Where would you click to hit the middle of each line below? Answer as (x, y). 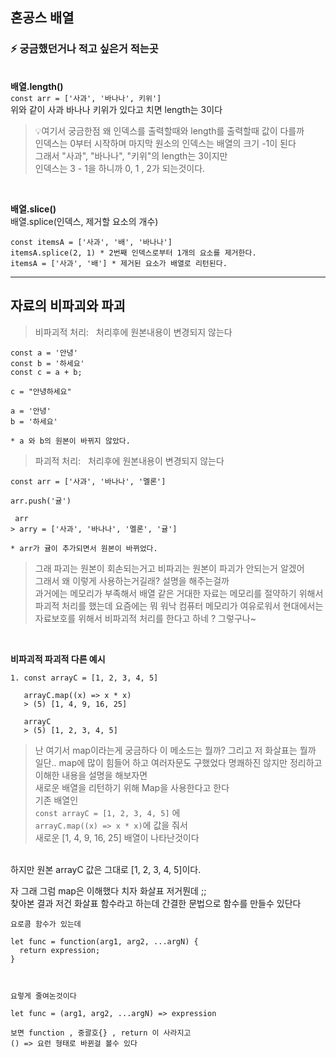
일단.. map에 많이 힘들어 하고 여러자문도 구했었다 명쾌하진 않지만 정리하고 (178, 762)
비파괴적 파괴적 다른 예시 (58, 659)
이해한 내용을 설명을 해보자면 (91, 775)
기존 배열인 (56, 800)
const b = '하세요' (47, 363)
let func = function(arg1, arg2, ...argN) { (104, 941)
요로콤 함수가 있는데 (46, 924)
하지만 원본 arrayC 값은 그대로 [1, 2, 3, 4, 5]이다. (106, 869)
